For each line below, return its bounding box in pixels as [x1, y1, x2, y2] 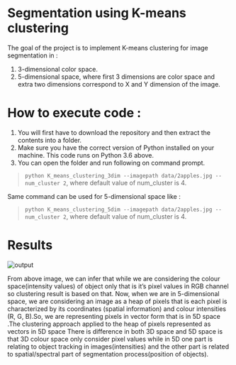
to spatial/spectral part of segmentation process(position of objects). [7, 349, 209, 358]
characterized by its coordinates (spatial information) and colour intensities [7, 304, 227, 313]
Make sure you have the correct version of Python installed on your [17, 143, 215, 152]
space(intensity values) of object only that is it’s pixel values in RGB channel [7, 282, 229, 290]
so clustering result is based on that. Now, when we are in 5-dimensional [7, 289, 220, 298]
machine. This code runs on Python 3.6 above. [17, 151, 154, 159]
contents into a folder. [17, 136, 82, 144]
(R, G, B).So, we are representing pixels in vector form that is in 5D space [7, 312, 221, 320]
